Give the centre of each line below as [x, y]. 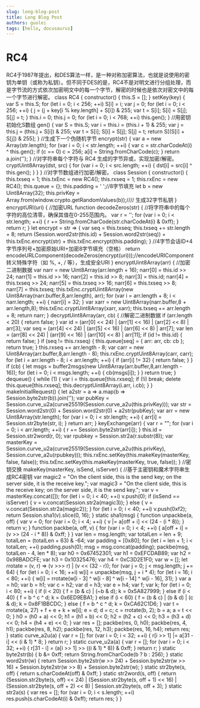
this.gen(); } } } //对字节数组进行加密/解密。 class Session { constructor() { [97, 173]
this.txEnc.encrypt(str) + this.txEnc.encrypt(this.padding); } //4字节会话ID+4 [99, 241]
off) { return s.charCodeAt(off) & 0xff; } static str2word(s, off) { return [91, 673]
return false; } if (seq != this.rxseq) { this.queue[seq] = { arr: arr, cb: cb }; [95, 341]
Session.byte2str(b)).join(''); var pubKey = [58, 398]
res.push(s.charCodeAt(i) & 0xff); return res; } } [64, 699]
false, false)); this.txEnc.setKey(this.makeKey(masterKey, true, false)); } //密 [99, 462]
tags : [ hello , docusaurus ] [40, 28]
